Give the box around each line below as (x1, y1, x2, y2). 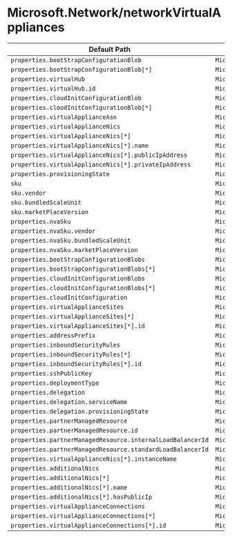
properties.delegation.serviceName (10, 398, 128, 405)
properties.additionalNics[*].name (10, 483, 128, 491)
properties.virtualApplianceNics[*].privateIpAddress (10, 160, 191, 169)
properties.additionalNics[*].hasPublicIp (10, 492, 153, 501)
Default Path (88, 44, 131, 54)
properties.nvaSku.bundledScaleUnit (10, 236, 131, 244)
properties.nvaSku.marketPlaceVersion (10, 246, 138, 253)
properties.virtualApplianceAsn (10, 113, 117, 121)
